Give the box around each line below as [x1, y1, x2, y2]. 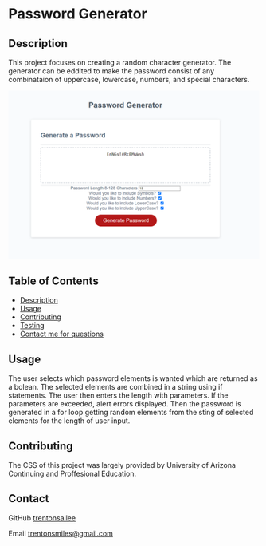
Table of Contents [8, 275, 100, 288]
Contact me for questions [19, 329, 104, 339]
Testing [19, 321, 45, 330]
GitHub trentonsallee [8, 512, 76, 523]
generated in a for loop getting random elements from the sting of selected [8, 408, 254, 417]
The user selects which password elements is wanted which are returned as [8, 374, 258, 383]
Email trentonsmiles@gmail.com [8, 528, 114, 538]
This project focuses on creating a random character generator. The [8, 57, 232, 67]
